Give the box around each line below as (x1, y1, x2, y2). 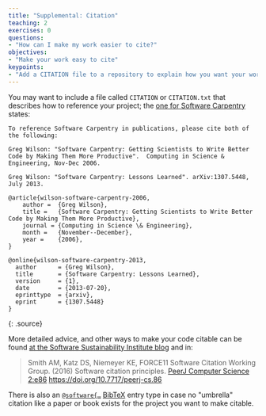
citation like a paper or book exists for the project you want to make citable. (8, 398, 254, 408)
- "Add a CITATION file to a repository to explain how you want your (8, 71, 246, 78)
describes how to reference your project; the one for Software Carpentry (8, 101, 245, 110)
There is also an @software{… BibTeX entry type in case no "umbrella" (8, 390, 234, 399)
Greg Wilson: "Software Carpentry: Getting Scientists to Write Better (8, 145, 249, 153)
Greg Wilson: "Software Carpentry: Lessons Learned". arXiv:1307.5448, (8, 173, 249, 181)
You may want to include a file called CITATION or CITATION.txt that (8, 92, 226, 101)
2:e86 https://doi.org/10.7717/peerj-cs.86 (27, 374, 162, 384)
